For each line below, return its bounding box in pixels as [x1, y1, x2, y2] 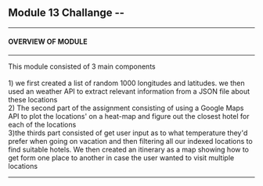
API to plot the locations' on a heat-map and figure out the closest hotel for [8, 112, 250, 121]
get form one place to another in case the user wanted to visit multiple [8, 153, 235, 163]
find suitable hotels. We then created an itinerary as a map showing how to [8, 145, 249, 155]
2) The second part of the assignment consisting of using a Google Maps [8, 103, 244, 113]
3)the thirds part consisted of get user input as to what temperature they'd [8, 128, 248, 138]
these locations [8, 95, 58, 105]
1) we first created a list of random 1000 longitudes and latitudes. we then [8, 78, 245, 88]
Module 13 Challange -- [8, 6, 125, 20]
